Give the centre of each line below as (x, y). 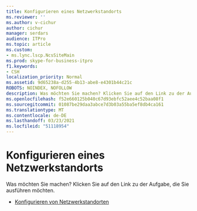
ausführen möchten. (30, 190)
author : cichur (25, 28)
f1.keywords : (22, 66)
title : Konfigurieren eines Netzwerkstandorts (64, 11)
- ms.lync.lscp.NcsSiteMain (40, 55)
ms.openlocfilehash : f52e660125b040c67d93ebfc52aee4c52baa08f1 (85, 99)
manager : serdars (27, 34)
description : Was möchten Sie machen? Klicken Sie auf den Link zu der (95, 93)
